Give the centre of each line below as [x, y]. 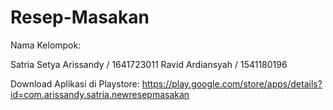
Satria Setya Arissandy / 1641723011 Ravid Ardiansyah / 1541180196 [149, 64]
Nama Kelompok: [46, 45]
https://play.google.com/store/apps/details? [232, 83]
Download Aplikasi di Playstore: [75, 83]
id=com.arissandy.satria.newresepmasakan [100, 94]
